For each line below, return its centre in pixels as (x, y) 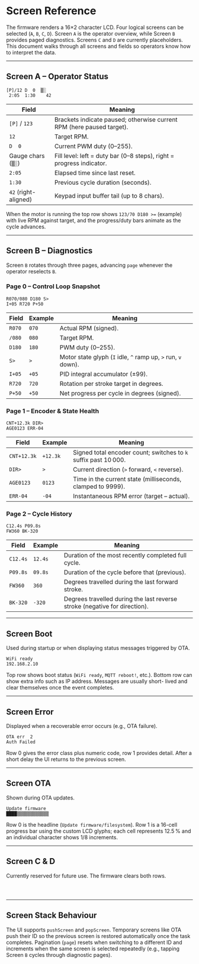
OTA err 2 (20, 737)
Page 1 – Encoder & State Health (53, 411)
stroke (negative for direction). (106, 607)
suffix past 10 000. (99, 460)
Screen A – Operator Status (57, 77)
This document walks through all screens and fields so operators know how (98, 46)
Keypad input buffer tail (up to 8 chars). (109, 195)
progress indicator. (81, 163)
